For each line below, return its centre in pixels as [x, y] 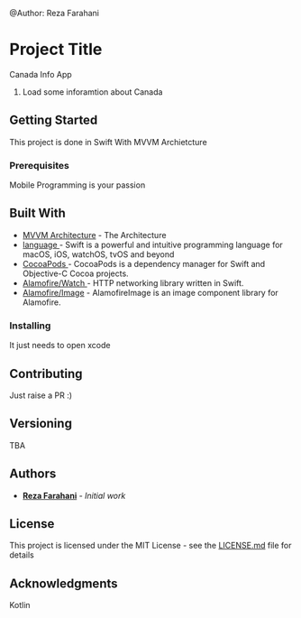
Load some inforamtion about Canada [92, 92]
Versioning [41, 424]
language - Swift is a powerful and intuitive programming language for [153, 244]
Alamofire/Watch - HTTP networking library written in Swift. [133, 282]
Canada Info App [41, 74]
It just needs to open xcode [60, 346]
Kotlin [20, 605]
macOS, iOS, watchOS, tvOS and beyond [98, 254]
